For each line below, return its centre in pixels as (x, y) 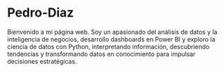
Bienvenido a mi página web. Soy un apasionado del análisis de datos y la (112, 32)
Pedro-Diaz (41, 13)
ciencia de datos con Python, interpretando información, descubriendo (109, 46)
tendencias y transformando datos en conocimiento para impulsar (101, 54)
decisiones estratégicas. (42, 61)
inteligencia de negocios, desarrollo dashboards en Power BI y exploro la (111, 39)
